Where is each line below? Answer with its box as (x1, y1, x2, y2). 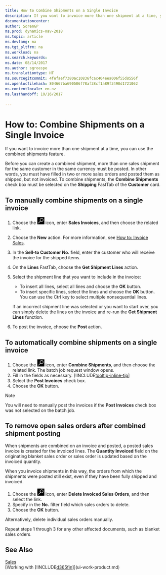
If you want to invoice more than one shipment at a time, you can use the (5, 146, 153, 152)
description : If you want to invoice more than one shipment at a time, (5, 13, 158, 18)
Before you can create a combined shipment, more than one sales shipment (5, 161, 160, 167)
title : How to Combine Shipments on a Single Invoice (5, 8, 119, 13)
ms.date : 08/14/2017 (5, 60, 48, 65)
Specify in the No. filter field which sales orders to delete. (12, 501, 130, 508)
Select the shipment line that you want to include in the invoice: (12, 274, 141, 280)
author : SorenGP (5, 24, 39, 29)
